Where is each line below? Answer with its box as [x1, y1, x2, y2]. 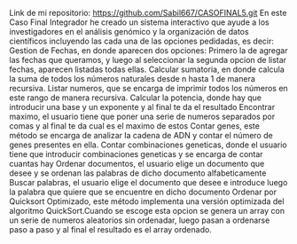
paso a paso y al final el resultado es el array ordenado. [9, 224, 213, 234]
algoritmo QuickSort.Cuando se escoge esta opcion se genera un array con [9, 206, 285, 216]
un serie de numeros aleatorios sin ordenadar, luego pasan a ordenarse [9, 215, 270, 225]
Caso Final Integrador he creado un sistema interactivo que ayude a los [9, 17, 270, 28]
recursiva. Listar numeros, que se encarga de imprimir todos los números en [9, 83, 288, 93]
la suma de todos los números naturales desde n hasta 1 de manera [9, 74, 255, 83]
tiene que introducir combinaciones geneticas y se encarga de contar [9, 149, 263, 159]
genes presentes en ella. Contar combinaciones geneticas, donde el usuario [9, 139, 287, 150]
